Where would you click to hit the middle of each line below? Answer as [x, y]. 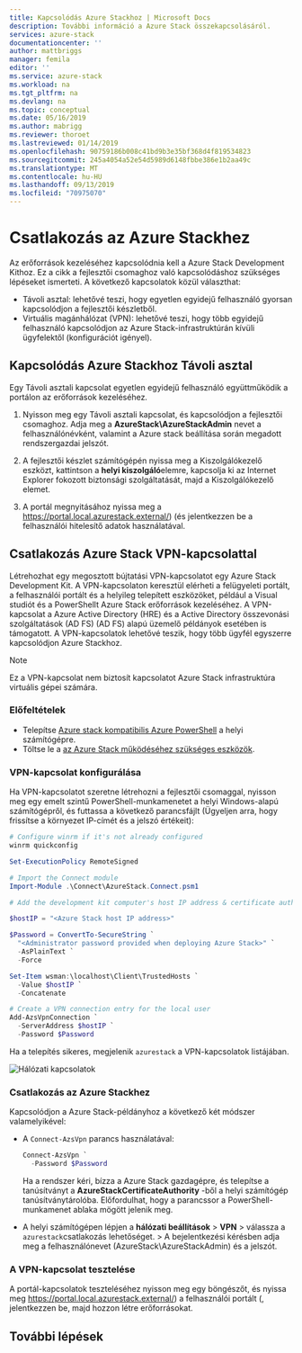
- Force [30, 960]
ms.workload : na [40, 85]
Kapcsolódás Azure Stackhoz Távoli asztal [131, 366]
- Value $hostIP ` [50, 985]
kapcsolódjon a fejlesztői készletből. [89, 309]
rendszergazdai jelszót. [66, 443]
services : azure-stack [52, 34]
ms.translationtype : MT [54, 168]
